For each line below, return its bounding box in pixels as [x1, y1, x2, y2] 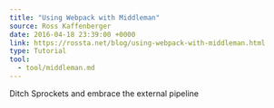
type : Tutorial [9, 47, 67, 56]
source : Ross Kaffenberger [9, 22, 112, 31]
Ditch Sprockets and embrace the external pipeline [9, 87, 200, 99]
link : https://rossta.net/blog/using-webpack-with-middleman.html [9, 38, 266, 48]
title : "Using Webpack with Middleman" [9, 13, 161, 22]
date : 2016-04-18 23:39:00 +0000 [9, 30, 136, 39]
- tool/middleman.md [17, 64, 95, 73]
